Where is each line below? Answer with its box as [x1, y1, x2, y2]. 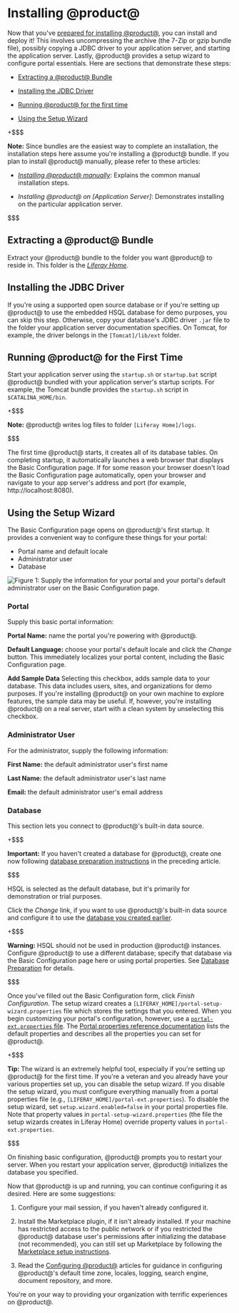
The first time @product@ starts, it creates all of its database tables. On [7, 448, 218, 457]
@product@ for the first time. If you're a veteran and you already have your [7, 1072, 228, 1081]
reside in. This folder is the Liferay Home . [7, 260, 129, 269]
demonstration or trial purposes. [7, 892, 102, 901]
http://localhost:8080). [7, 486, 74, 495]
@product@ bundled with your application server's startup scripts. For [7, 378, 215, 387]
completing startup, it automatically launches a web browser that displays [7, 456, 224, 464]
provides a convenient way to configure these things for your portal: [7, 533, 208, 542]
